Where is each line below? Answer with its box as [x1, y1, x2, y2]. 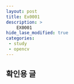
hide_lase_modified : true [6, 30, 68, 36]
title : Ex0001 [6, 14, 40, 20]
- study [8, 41, 27, 47]
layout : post [6, 8, 38, 14]
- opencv [8, 46, 30, 52]
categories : [6, 35, 35, 41]
